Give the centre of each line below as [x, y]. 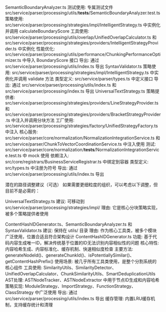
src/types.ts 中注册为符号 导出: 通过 [41, 168]
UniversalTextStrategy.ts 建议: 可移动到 [45, 201]
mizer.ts [13, 60]
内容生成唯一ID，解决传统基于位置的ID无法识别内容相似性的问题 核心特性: [84, 243]
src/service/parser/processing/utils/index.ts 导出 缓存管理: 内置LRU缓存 [78, 298]
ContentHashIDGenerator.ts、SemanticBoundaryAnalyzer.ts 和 [69, 224]
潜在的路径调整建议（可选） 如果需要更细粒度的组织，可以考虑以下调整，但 [82, 184]
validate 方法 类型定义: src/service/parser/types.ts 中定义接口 [90, 79]
